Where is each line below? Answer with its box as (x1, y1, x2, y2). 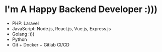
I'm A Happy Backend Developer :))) (5, 4, 158, 15)
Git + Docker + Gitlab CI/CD (12, 41, 70, 47)
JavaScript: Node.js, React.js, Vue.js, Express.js (12, 25, 111, 31)
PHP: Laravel (12, 20, 39, 26)
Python (12, 36, 27, 42)
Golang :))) (12, 31, 35, 37)
